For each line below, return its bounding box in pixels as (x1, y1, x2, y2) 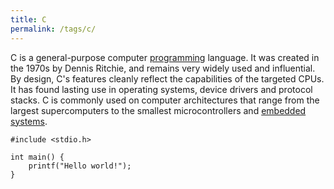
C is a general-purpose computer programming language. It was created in (10, 51, 320, 63)
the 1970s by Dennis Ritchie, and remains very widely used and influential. (10, 62, 316, 74)
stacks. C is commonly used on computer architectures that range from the (10, 94, 320, 106)
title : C (10, 14, 47, 25)
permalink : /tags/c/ (10, 24, 97, 34)
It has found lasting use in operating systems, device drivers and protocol (10, 83, 313, 95)
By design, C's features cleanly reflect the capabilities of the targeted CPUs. (10, 72, 325, 85)
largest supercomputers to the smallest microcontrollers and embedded (10, 104, 307, 116)
